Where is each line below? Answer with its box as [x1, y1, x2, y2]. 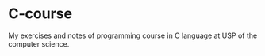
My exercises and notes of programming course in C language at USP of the [8, 31, 258, 40]
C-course [8, 5, 73, 23]
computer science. [8, 39, 70, 48]
